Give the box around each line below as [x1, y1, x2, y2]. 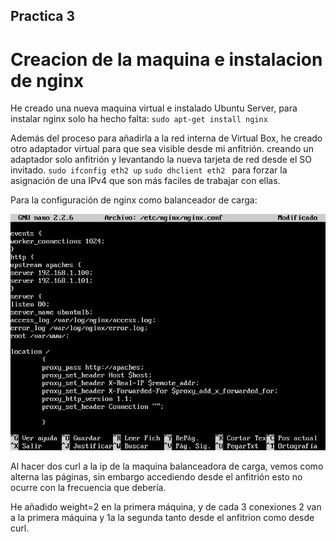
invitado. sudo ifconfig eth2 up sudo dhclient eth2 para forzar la [10, 164, 288, 176]
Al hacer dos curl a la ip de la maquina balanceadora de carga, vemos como [10, 460, 324, 473]
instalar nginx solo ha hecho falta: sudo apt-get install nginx [10, 113, 268, 125]
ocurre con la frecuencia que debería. [10, 482, 167, 494]
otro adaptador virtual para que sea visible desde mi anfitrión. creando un [10, 143, 314, 155]
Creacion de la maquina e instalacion [10, 48, 323, 71]
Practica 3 [10, 8, 76, 25]
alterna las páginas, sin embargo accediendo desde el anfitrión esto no [10, 471, 303, 483]
